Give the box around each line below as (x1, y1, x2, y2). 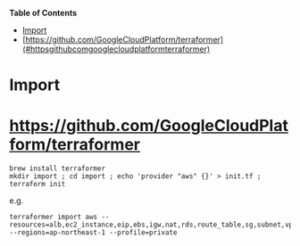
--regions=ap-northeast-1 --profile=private (9, 228, 178, 237)
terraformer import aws (9, 213, 98, 222)
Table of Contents (9, 8, 78, 18)
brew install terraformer (9, 164, 105, 173)
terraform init (9, 180, 66, 189)
